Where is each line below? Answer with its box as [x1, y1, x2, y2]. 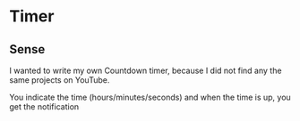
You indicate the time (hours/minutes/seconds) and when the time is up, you [9, 92, 291, 102]
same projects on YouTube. [9, 75, 110, 85]
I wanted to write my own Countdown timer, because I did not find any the [9, 65, 282, 76]
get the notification [9, 101, 80, 112]
